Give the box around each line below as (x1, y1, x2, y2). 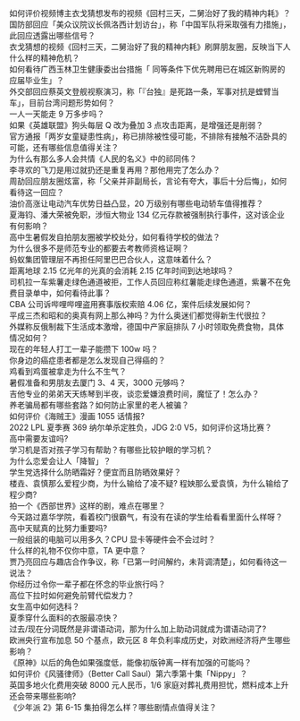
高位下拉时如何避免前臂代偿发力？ (9, 590, 135, 600)
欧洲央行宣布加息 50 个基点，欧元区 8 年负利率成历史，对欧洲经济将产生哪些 (9, 635, 291, 645)
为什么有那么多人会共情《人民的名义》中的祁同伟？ (9, 153, 197, 164)
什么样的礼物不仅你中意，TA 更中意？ (9, 545, 147, 555)
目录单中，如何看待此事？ (16, 288, 112, 298)
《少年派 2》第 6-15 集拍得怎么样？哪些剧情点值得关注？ (9, 702, 217, 712)
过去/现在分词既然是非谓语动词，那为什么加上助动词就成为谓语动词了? (9, 623, 267, 634)
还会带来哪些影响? (9, 691, 77, 701)
